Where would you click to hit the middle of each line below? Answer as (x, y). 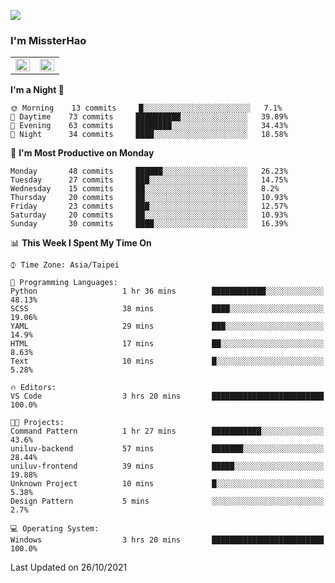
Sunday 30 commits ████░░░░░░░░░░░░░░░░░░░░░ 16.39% (149, 224)
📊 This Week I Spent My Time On (81, 243)
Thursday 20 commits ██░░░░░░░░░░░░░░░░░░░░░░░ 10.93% (149, 198)
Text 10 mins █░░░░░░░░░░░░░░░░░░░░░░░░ (167, 361)
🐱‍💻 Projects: (37, 423)
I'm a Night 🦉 (37, 90)
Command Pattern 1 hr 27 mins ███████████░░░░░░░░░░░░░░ (167, 431)
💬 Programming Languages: (64, 283)
